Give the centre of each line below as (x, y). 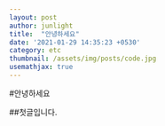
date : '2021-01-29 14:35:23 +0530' (75, 42)
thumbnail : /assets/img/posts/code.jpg (83, 59)
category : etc (35, 51)
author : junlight (41, 26)
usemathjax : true (41, 67)
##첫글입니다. (33, 112)
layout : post (33, 17)
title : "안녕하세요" (44, 34)
